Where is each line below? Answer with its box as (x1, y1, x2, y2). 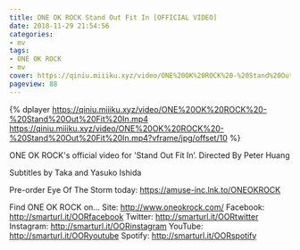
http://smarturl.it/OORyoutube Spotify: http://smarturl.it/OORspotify (9, 229, 257, 241)
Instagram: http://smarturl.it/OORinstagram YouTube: (9, 221, 204, 231)
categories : (9, 29, 54, 38)
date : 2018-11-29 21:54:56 (9, 21, 110, 30)
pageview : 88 (9, 79, 58, 88)
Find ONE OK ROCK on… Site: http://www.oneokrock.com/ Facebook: (9, 202, 265, 212)
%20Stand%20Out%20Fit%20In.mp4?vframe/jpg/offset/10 (9, 132, 228, 143)
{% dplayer (9, 104, 51, 114)
